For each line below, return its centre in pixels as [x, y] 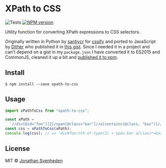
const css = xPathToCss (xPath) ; [38, 129]
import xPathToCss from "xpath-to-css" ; [47, 111]
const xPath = [20, 120]
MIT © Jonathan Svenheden [34, 161]
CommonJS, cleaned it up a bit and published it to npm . [62, 57]
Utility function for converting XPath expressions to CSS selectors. [73, 32]
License [18, 149]
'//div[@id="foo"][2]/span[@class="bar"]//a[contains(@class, [75, 124]
